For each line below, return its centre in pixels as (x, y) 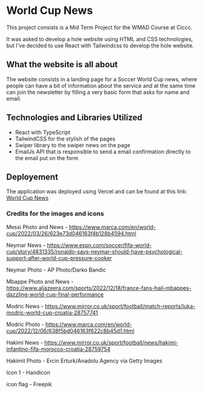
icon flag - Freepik (29, 384)
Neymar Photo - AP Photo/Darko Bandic (56, 270)
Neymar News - (26, 245)
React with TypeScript (43, 132)
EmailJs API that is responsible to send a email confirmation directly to (103, 152)
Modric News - (25, 306)
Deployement (32, 177)
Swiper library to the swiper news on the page (73, 145)
